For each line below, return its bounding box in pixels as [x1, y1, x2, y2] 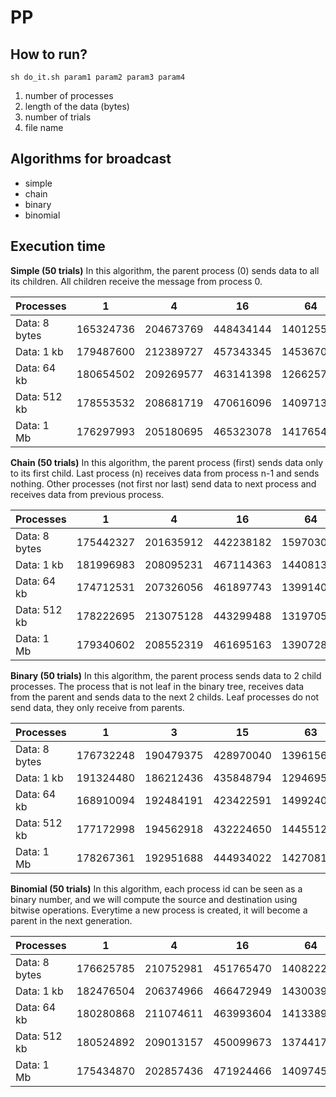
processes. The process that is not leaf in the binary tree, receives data [10, 680, 305, 692]
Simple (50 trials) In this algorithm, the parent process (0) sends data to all [10, 264, 320, 276]
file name [24, 122, 64, 133]
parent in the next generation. [10, 914, 133, 926]
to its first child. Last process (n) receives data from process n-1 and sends [10, 467, 320, 479]
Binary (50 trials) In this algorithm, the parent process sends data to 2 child [10, 669, 322, 681]
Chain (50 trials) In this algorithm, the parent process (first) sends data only [10, 456, 324, 468]
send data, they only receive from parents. [10, 701, 185, 713]
